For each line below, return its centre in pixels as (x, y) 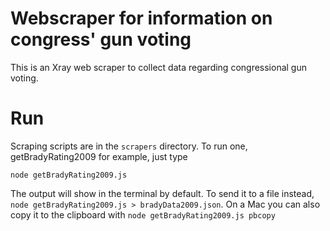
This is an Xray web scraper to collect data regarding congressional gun (159, 67)
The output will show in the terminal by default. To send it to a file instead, (162, 193)
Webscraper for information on (141, 18)
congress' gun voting (101, 39)
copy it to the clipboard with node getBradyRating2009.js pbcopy (143, 214)
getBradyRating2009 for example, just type (99, 156)
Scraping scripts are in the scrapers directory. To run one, (129, 146)
